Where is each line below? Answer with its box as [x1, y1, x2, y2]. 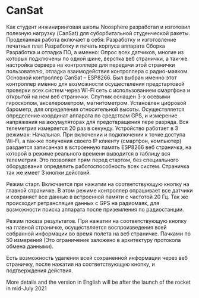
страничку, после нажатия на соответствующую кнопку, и [6, 260, 156, 268]
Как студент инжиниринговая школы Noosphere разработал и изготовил [6, 23, 191, 30]
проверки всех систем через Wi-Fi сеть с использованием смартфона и [6, 86, 191, 94]
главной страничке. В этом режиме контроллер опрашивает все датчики [6, 187, 193, 194]
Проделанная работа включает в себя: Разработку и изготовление [6, 36, 176, 43]
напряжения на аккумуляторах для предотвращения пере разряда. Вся [6, 118, 189, 125]
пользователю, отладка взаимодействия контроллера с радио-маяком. [6, 67, 189, 74]
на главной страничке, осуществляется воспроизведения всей [6, 223, 168, 231]
